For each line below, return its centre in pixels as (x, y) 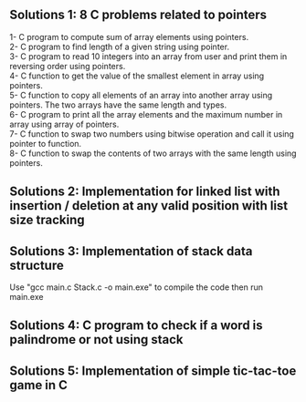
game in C (39, 385)
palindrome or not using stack (97, 340)
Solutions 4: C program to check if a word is (136, 326)
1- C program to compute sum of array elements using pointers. (129, 36)
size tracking (47, 220)
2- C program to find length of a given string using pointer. (120, 46)
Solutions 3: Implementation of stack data (131, 251)
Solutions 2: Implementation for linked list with (145, 192)
